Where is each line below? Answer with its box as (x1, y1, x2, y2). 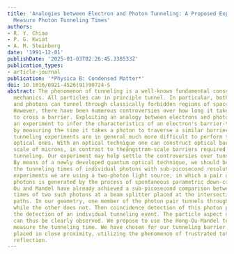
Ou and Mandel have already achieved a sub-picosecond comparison (13, 185, 210, 192)
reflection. (13, 237, 49, 244)
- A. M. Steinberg (7, 42, 61, 49)
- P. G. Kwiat (7, 36, 49, 43)
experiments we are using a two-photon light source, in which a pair (13, 172, 223, 179)
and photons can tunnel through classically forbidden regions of (13, 101, 210, 108)
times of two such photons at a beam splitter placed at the (13, 191, 195, 198)
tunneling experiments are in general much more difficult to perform (13, 133, 223, 140)
